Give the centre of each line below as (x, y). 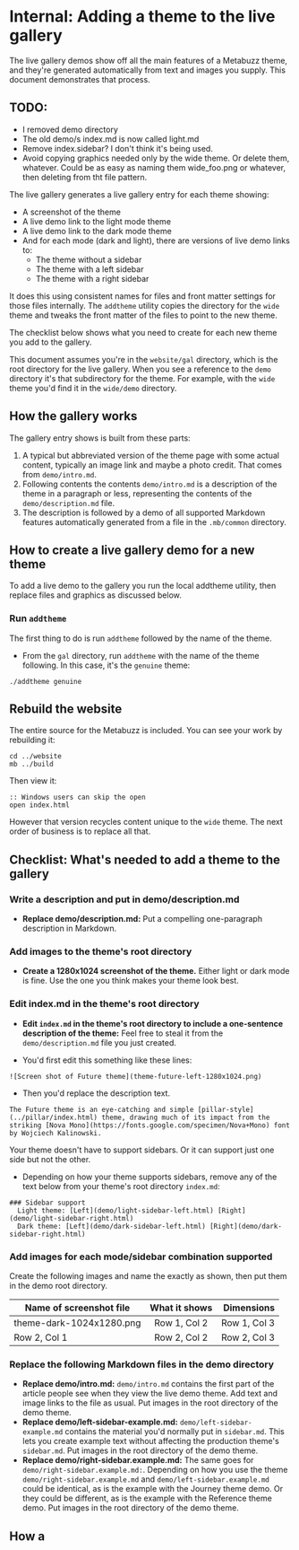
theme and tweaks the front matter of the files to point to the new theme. (143, 315)
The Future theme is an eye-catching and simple (102, 1109)
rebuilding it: (32, 740)
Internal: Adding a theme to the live (142, 17)
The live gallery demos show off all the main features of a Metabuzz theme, (149, 60)
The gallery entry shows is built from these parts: (100, 438)
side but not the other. (50, 1159)
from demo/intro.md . (59, 474)
